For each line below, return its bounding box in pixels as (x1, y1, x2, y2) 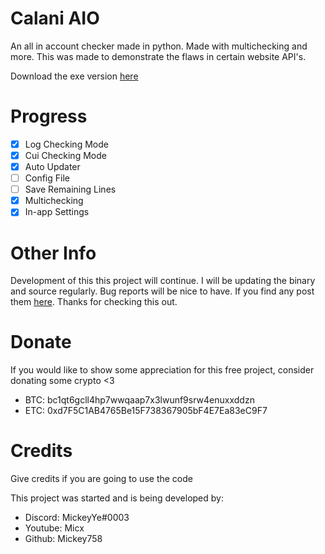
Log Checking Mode (24, 138, 109, 150)
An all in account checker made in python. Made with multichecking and (10, 40, 308, 52)
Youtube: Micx (24, 522, 85, 534)
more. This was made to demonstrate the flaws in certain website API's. (10, 50, 307, 62)
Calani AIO (10, 7, 100, 30)
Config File (24, 172, 70, 184)
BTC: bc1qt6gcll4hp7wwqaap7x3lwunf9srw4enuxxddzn (24, 394, 255, 406)
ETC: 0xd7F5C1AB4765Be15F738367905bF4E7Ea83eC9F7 (24, 405, 268, 417)
